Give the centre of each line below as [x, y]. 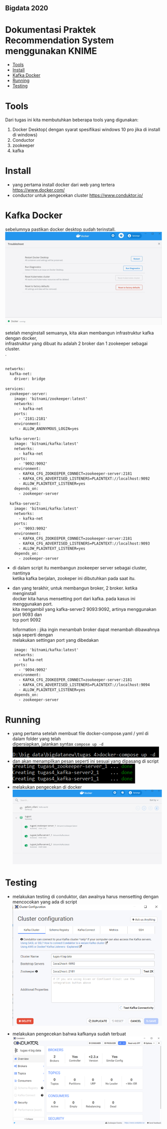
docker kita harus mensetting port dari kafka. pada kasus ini [74, 599]
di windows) [25, 135]
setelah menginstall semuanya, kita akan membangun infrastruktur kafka [80, 333]
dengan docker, [21, 338]
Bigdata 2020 [27, 8]
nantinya [21, 573]
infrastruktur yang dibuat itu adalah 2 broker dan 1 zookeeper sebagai [77, 343]
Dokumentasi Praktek [50, 30]
